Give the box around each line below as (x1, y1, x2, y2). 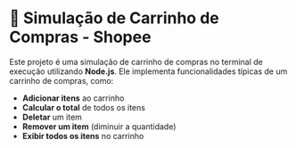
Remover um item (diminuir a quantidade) (21, 120, 177, 132)
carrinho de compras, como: (9, 75, 114, 86)
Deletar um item (21, 111, 83, 122)
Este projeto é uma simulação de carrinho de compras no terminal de (9, 56, 263, 67)
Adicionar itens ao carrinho (21, 93, 125, 103)
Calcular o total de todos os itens (21, 102, 145, 112)
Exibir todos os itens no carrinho (21, 130, 144, 141)
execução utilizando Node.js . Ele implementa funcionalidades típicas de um (9, 66, 288, 77)
